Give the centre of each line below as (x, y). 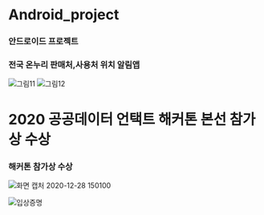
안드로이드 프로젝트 (43, 42)
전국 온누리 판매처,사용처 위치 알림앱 (74, 65)
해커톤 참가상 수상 (41, 166)
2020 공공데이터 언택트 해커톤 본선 (118, 119)
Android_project (64, 15)
